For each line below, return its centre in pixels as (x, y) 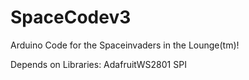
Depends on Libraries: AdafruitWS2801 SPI (98, 64)
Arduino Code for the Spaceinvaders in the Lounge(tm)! (125, 45)
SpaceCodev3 (71, 17)
